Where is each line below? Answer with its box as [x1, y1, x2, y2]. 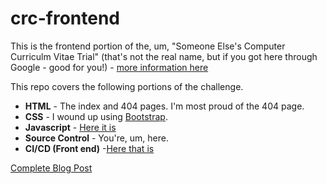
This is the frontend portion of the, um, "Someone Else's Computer [10, 40, 286, 52]
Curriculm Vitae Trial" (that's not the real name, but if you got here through [10, 50, 318, 62]
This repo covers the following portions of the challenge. [10, 80, 244, 92]
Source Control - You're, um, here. [24, 132, 170, 144]
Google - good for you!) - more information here [10, 61, 209, 73]
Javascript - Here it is [24, 121, 117, 133]
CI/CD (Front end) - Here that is [24, 142, 155, 154]
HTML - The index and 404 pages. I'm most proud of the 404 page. [24, 100, 305, 112]
